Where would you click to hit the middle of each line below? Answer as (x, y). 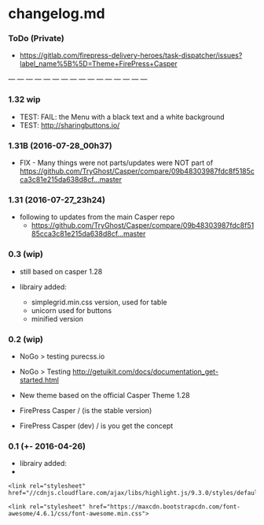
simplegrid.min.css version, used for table (99, 302)
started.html (39, 380)
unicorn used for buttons (71, 310)
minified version (57, 318)
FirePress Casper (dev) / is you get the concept (96, 426)
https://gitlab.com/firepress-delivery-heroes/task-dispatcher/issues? (131, 55)
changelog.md (57, 14)
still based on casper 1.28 (61, 271)
